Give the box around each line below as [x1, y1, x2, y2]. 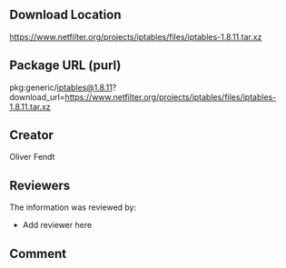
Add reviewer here [22, 220, 93, 231]
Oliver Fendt [9, 152, 55, 163]
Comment [9, 245, 67, 262]
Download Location [9, 7, 122, 23]
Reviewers [9, 177, 71, 194]
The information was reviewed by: [9, 202, 137, 213]
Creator [9, 127, 54, 144]
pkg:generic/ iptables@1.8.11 [9, 82, 113, 93]
